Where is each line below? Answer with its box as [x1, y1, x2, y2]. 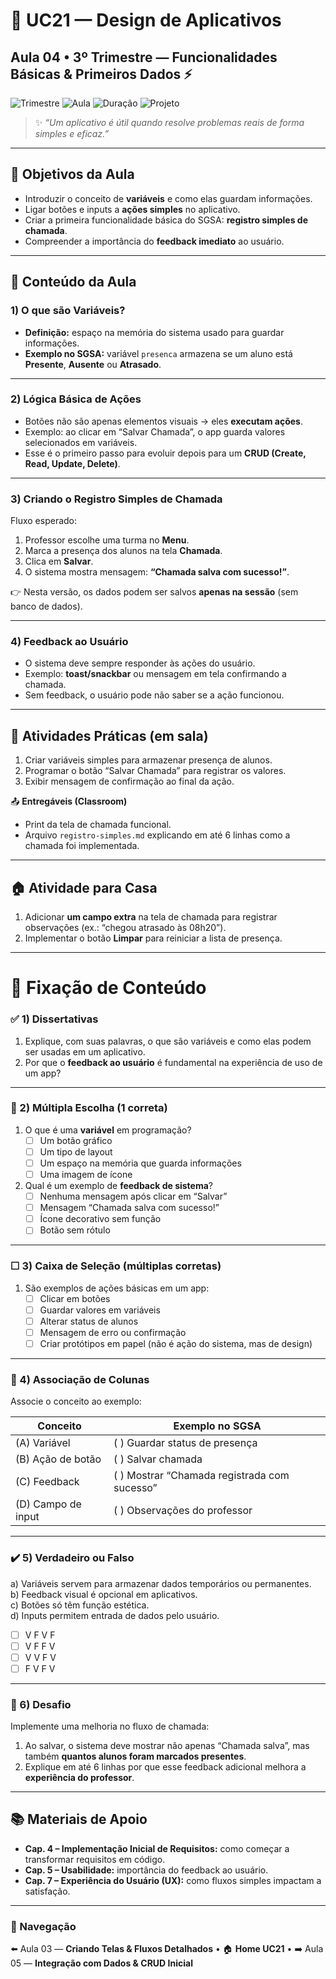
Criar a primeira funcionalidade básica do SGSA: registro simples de [24, 214, 308, 226]
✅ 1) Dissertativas [10, 1012, 99, 1026]
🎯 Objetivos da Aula [10, 166, 135, 183]
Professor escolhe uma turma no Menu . [24, 534, 190, 546]
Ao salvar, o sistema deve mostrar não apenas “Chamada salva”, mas [24, 1740, 310, 1752]
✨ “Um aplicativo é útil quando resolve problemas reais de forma [34, 117, 305, 128]
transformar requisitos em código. [24, 1853, 166, 1865]
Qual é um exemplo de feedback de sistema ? [24, 1180, 214, 1192]
